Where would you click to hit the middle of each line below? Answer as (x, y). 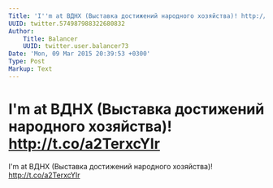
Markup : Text (30, 69)
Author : (22, 31)
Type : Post (27, 62)
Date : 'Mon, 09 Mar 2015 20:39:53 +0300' (80, 54)
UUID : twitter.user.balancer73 (76, 46)
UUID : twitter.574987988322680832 (67, 24)
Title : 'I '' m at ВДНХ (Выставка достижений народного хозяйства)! (123, 16)
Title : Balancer (51, 39)
